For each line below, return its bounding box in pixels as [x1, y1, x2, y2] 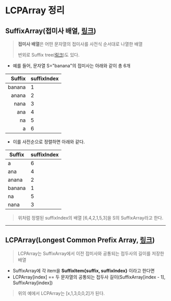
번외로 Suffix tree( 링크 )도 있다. [17, 52, 80, 58]
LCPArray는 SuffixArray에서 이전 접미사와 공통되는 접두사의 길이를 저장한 [17, 250, 164, 256]
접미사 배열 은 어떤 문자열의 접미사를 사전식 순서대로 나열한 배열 [17, 41, 143, 47]
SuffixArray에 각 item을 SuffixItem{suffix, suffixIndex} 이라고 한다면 [12, 267, 155, 273]
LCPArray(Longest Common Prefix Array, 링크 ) [5, 236, 155, 244]
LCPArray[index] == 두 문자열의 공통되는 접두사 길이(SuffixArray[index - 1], [12, 273, 165, 280]
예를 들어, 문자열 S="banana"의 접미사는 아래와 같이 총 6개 [12, 63, 131, 69]
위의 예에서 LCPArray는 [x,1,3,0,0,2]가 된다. [17, 290, 105, 296]
